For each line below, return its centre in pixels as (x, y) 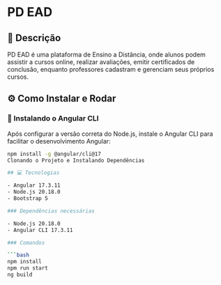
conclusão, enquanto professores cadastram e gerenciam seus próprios (111, 69)
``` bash (18, 255)
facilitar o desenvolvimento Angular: (59, 141)
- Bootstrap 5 (28, 199)
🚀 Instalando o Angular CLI (53, 118)
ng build (20, 275)
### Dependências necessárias (51, 211)
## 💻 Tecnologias (33, 173)
